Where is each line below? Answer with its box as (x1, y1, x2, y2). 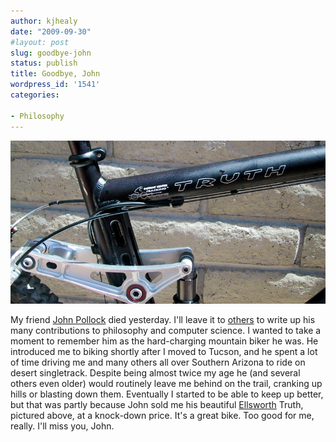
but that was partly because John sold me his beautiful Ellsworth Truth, (10, 398, 304, 410)
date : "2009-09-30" (10, 26, 92, 37)
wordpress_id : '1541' (10, 80, 101, 90)
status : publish (10, 58, 78, 69)
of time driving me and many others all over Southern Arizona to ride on (10, 356, 306, 368)
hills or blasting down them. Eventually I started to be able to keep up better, (10, 388, 324, 400)
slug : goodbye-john (10, 48, 92, 58)
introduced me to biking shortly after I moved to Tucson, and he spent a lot (10, 345, 318, 357)
